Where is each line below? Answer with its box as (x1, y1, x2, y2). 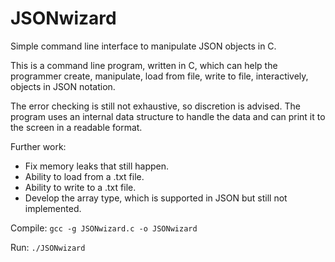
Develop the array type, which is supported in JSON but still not (24, 192, 288, 204)
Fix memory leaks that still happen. (24, 160, 170, 172)
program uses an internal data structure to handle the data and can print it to (10, 110, 326, 122)
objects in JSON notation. (10, 80, 116, 92)
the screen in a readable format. (10, 121, 143, 133)
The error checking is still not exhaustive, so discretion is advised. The (10, 100, 301, 112)
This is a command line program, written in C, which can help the (10, 59, 278, 71)
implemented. (24, 202, 82, 214)
